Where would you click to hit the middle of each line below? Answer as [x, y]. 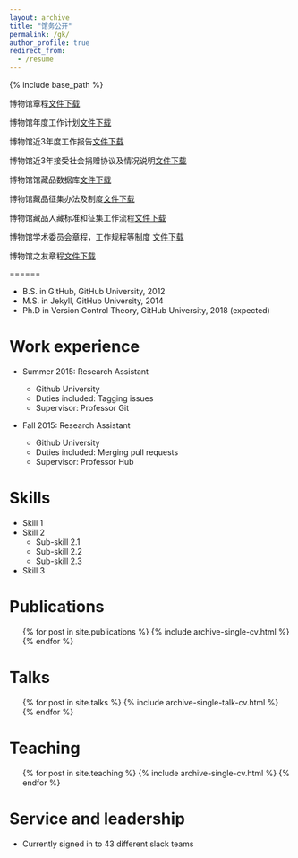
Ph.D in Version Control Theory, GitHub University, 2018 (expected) [146, 310]
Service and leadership [97, 819]
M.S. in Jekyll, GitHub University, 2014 [93, 301]
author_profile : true [50, 43]
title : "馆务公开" [41, 26]
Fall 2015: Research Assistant [76, 425]
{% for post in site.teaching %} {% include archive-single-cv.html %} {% [156, 773]
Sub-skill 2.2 [59, 551]
